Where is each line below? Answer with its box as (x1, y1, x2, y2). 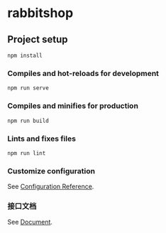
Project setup (7, 33, 69, 45)
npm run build (7, 117, 50, 124)
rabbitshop (7, 5, 74, 21)
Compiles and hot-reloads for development (7, 68, 160, 78)
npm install (7, 52, 43, 59)
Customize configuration (7, 166, 96, 175)
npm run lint (7, 149, 46, 157)
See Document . (7, 218, 53, 227)
